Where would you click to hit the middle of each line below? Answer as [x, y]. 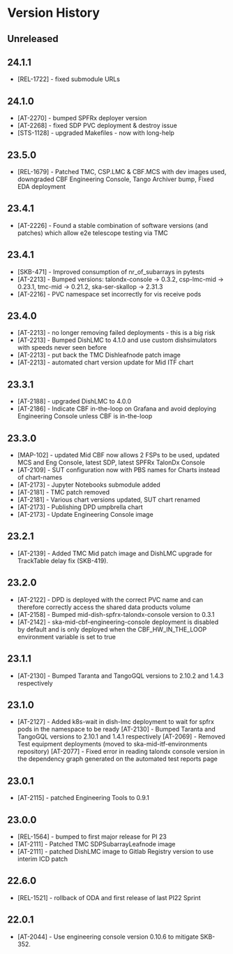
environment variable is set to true [67, 636]
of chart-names [40, 478]
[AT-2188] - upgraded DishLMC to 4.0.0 [74, 401]
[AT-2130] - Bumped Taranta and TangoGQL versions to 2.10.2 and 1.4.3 [120, 676]
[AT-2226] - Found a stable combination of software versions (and [113, 225]
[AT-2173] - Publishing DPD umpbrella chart [80, 507]
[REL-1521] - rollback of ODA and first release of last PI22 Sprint [109, 897]
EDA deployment [42, 187]
